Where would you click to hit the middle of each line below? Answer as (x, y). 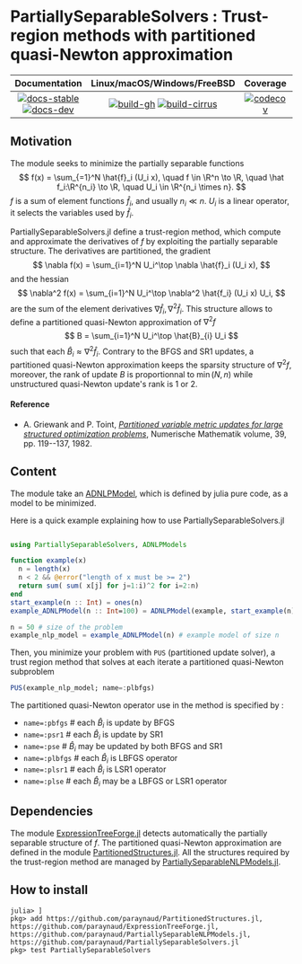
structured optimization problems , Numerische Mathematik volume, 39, (155, 434)
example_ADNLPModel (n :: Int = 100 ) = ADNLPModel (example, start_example (147, 611)
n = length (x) (44, 569)
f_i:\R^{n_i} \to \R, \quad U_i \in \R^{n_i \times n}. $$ (151, 187)
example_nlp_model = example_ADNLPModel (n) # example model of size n (145, 635)
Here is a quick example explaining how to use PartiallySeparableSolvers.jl (147, 520)
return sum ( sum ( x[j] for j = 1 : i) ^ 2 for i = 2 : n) (109, 586)
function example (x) (49, 561)
